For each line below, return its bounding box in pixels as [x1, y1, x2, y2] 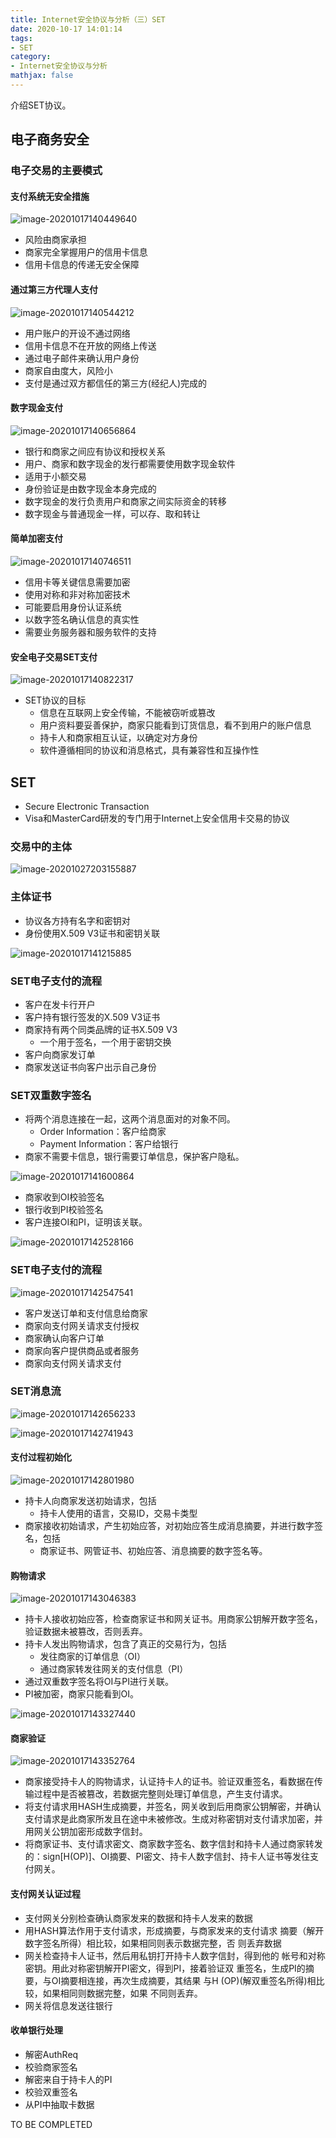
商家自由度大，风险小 [24, 364, 113, 376]
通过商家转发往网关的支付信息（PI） [39, 1663, 189, 1675]
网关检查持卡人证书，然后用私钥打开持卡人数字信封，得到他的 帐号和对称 [24, 1949, 326, 1961]
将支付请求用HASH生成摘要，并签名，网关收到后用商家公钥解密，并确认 [24, 1801, 322, 1813]
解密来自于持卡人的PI [24, 2073, 113, 2085]
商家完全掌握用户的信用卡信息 [24, 246, 148, 258]
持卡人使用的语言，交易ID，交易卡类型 [39, 1507, 198, 1519]
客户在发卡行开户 [24, 998, 96, 1010]
